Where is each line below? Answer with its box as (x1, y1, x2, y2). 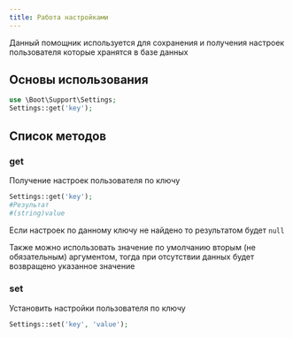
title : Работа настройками (9, 12, 109, 22)
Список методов (9, 128, 107, 143)
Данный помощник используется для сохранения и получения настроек (9, 37, 285, 48)
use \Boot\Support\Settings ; (9, 96, 117, 104)
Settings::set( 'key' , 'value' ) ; (9, 319, 128, 328)
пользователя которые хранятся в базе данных (9, 46, 189, 58)
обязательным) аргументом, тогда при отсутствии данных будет (9, 251, 255, 262)
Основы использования (9, 73, 149, 88)
